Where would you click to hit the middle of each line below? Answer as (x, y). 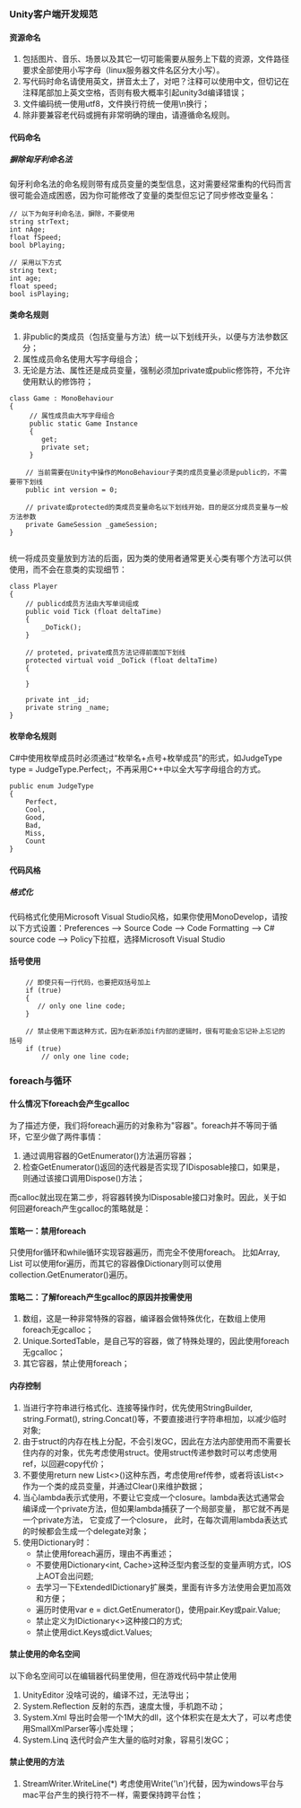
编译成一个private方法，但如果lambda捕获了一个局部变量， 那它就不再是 (155, 1508)
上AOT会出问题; (64, 1575)
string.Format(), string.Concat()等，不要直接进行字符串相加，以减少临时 (154, 1418)
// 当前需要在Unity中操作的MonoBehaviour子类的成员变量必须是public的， (150, 472)
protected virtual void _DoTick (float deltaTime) (122, 660)
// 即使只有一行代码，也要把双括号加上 (88, 982)
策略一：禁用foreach (48, 1231)
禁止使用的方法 (37, 1762)
